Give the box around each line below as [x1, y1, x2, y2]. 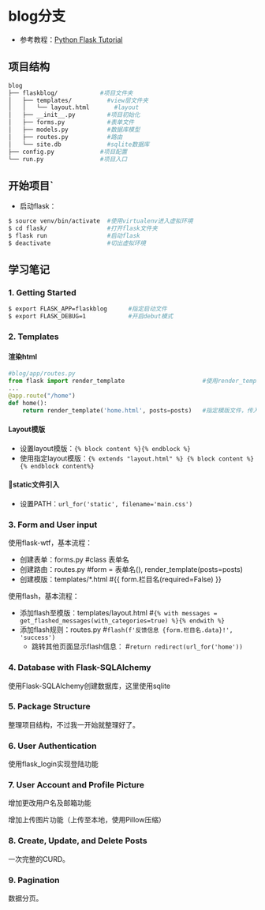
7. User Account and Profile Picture [8, 780, 144, 791]
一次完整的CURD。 [8, 854, 69, 863]
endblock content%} [30, 462, 95, 470]
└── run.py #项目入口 [8, 155, 128, 163]
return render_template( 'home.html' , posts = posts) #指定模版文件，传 [22, 406, 254, 415]
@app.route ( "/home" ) [8, 392, 77, 400]
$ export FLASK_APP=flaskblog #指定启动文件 [8, 305, 167, 313]
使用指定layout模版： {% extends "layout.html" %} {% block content [19, 453, 244, 463]
